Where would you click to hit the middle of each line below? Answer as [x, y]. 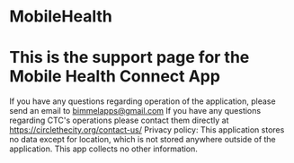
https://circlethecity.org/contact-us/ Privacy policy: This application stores [147, 130]
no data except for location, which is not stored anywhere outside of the [143, 140]
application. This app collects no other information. [103, 149]
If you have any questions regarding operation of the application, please [143, 101]
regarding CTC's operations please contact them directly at [119, 120]
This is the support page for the [129, 58]
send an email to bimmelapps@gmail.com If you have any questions [135, 111]
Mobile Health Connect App [115, 77]
